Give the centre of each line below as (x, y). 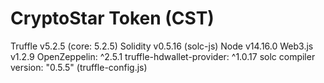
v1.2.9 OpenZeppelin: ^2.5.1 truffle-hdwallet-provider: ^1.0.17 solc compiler (163, 56)
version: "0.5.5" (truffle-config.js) (79, 67)
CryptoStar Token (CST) (112, 18)
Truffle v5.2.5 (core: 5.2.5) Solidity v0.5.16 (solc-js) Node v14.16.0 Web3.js (162, 46)
